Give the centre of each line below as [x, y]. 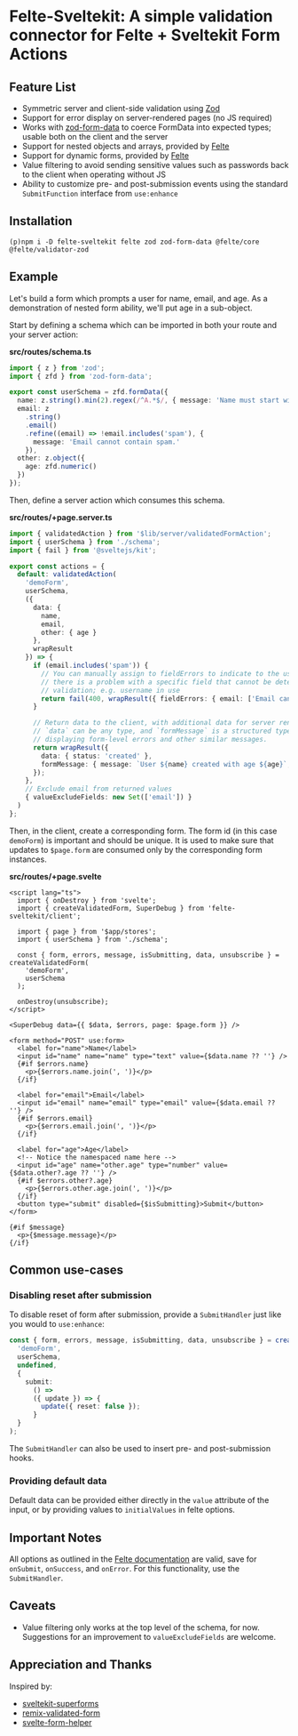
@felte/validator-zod [49, 249]
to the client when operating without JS [94, 174]
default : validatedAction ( [67, 575]
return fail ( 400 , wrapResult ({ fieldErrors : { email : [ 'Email [158, 699]
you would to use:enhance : [57, 1324]
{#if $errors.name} [53, 1064]
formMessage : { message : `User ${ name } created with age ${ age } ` [165, 764]
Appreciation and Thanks [81, 1665]
